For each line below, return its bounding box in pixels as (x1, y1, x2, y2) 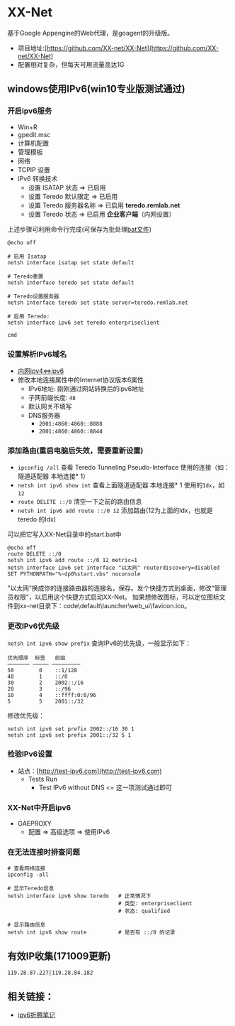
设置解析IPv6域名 (7, 349, 67, 359)
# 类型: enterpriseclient (117, 900, 193, 907)
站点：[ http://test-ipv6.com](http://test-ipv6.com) (17, 767, 162, 775)
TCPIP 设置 (17, 165, 51, 174)
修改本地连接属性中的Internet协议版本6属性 (17, 375, 144, 384)
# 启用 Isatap (7, 253, 47, 260)
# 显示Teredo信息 (7, 885, 55, 892)
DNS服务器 (28, 411, 61, 419)
